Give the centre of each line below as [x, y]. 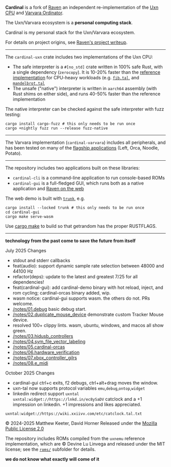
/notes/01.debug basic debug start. [49, 309]
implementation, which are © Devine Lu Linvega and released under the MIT [85, 444]
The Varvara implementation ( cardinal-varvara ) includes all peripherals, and [85, 142]
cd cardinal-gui [22, 212]
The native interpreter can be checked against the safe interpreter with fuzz [85, 109]
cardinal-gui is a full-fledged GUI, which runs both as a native [78, 183]
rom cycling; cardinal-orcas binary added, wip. [62, 293]
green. [20, 331]
